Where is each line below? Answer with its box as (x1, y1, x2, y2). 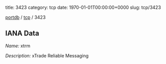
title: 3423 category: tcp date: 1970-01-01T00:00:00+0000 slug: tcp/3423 (5, 5, 161, 10)
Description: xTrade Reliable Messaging (5, 52, 89, 58)
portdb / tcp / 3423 (5, 14, 46, 20)
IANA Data (5, 29, 39, 38)
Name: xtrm (5, 42, 31, 49)
